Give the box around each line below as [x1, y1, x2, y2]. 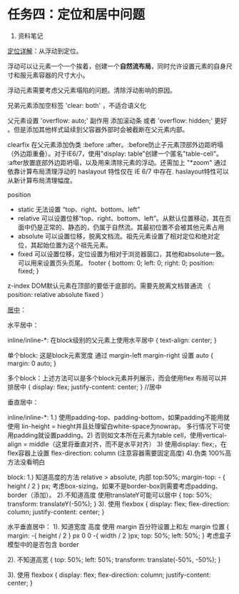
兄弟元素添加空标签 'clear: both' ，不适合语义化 [7, 101, 146, 109]
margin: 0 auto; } [7, 358, 57, 368]
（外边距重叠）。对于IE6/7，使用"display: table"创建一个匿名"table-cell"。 [7, 149, 223, 158]
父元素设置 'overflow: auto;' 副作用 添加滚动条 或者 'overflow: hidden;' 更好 [7, 116, 228, 125]
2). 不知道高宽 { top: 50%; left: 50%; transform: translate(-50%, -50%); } [7, 555, 221, 564]
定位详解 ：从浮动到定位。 [7, 46, 83, 55]
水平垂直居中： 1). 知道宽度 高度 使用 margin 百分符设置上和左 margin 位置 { [7, 522, 230, 530]
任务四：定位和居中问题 [7, 6, 146, 23]
